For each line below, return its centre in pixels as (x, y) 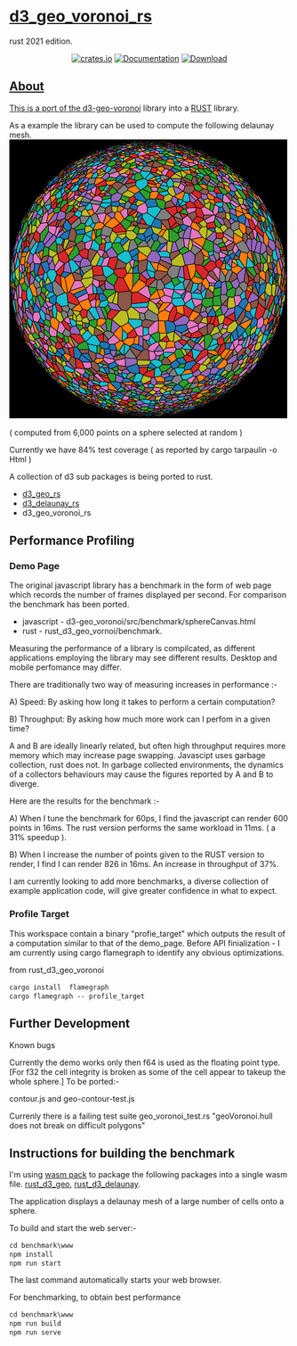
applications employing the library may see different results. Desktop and (143, 658)
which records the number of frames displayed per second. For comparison (148, 595)
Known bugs (32, 1045)
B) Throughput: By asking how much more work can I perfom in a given (140, 719)
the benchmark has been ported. (69, 605)
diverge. (24, 784)
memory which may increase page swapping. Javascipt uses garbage (137, 756)
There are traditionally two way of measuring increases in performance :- (144, 685)
